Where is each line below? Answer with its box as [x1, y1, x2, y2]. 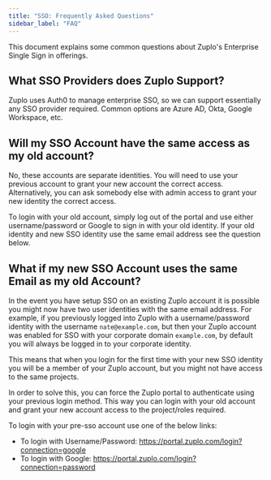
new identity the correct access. [8, 197, 116, 206]
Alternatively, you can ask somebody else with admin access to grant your [8, 188, 257, 197]
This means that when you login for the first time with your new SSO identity [8, 354, 264, 364]
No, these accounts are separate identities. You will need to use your [8, 171, 239, 180]
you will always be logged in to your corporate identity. [8, 339, 192, 348]
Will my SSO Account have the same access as [8, 136, 250, 150]
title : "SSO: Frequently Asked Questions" [8, 11, 154, 20]
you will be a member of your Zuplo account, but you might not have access [8, 363, 263, 373]
